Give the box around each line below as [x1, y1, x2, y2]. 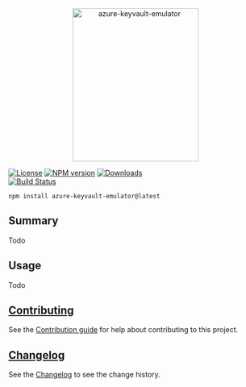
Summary [8, 214, 59, 228]
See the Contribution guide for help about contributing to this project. [8, 325, 239, 335]
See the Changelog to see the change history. [8, 370, 161, 380]
